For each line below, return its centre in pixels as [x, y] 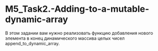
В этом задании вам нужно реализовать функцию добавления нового [79, 33]
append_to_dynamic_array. [32, 43]
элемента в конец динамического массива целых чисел [65, 38]
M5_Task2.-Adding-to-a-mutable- [77, 9]
